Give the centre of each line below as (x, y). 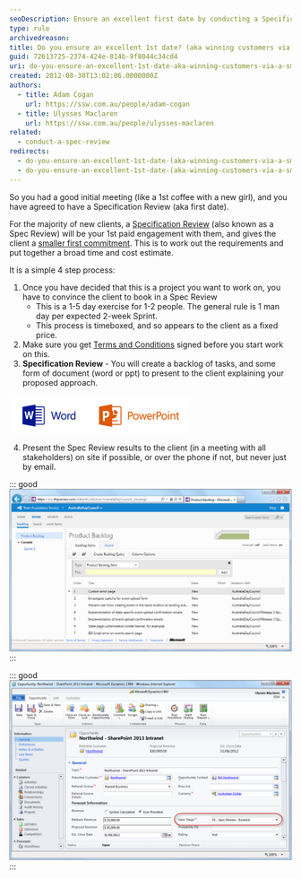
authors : (26, 85)
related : (26, 133)
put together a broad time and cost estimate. (92, 252)
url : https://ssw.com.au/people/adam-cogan (108, 104)
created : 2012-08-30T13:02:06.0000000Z (84, 76)
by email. (39, 466)
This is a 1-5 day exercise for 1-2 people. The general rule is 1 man (158, 306)
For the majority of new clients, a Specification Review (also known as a (142, 223)
